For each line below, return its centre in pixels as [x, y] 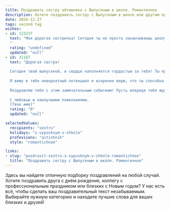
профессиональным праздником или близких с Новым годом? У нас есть [85, 186]
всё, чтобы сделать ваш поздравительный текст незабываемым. [75, 191]
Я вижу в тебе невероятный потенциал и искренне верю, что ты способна [87, 81]
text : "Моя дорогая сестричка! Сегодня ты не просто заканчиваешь [81, 39]
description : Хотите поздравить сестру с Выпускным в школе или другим [82, 15]
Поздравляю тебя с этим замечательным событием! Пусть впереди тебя [83, 90]
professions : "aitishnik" [37, 137]
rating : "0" [23, 109]
